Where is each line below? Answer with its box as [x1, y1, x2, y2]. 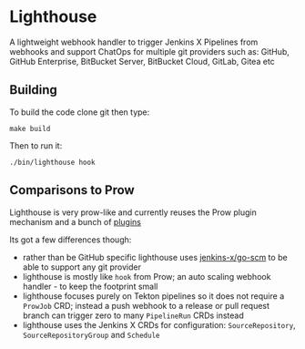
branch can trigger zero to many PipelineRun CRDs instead [22, 310, 244, 321]
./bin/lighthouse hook [9, 158, 96, 167]
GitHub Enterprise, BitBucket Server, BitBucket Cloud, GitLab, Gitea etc [9, 56, 275, 67]
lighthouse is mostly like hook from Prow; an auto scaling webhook [22, 271, 271, 282]
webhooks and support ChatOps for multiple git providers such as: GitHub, [9, 46, 290, 56]
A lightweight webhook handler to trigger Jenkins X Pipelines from [9, 36, 259, 47]
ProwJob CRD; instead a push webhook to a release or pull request [22, 300, 270, 311]
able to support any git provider [22, 262, 141, 272]
